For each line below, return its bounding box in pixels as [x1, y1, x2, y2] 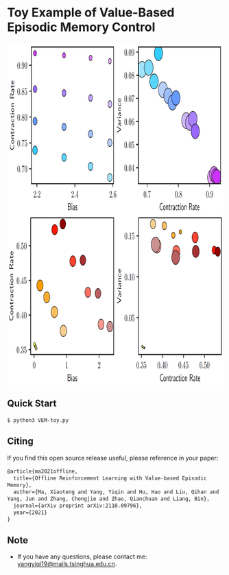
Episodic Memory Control [7, 19, 156, 35]
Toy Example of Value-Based [7, 5, 175, 21]
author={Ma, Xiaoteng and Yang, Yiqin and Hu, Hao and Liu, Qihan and [13, 489, 219, 495]
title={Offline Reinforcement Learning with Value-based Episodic [13, 475, 207, 482]
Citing [7, 436, 34, 447]
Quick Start [7, 398, 57, 410]
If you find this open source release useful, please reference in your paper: [7, 454, 219, 462]
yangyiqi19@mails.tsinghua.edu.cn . [16, 560, 117, 568]
